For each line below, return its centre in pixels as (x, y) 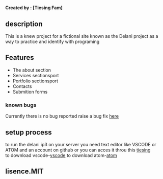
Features (20, 58)
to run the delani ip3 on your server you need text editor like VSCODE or (81, 144)
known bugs (21, 105)
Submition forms (30, 92)
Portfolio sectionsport (35, 81)
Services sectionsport (36, 75)
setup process (29, 132)
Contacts (22, 86)
